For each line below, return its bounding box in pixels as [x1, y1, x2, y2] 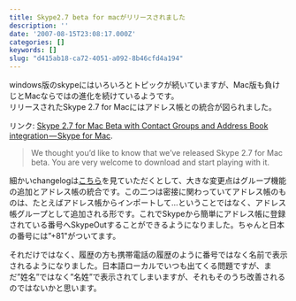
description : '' [9, 21, 69, 30]
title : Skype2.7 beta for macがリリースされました [9, 12, 186, 22]
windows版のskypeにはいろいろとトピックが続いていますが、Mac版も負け [9, 80, 281, 89]
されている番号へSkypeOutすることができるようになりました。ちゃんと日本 [9, 220, 285, 230]
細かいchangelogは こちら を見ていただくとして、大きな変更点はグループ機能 [9, 175, 287, 186]
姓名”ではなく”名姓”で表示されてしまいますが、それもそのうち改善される [20, 272, 285, 282]
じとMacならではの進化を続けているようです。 [9, 90, 179, 101]
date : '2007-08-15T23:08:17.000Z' [9, 29, 137, 38]
